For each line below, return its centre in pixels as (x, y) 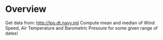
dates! (12, 33)
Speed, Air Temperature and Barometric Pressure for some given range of (81, 28)
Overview (26, 9)
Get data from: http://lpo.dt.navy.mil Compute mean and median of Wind (80, 23)
